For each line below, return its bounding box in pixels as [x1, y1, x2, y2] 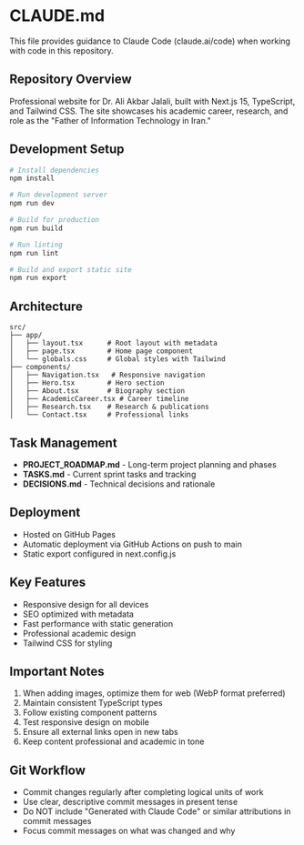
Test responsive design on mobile [22, 717, 150, 728]
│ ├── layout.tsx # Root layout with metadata [9, 338, 218, 348]
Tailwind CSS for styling [22, 638, 113, 649]
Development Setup [9, 142, 125, 157]
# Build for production [9, 216, 100, 225]
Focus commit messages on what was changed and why [22, 825, 236, 837]
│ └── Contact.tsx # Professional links [9, 410, 189, 419]
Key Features [9, 575, 86, 590]
